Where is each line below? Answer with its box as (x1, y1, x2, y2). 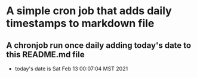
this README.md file (6, 49, 85, 60)
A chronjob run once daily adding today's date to (6, 40, 192, 50)
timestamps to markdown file (6, 17, 155, 30)
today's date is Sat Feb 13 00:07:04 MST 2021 (14, 65, 128, 72)
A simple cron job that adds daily (6, 4, 172, 18)
